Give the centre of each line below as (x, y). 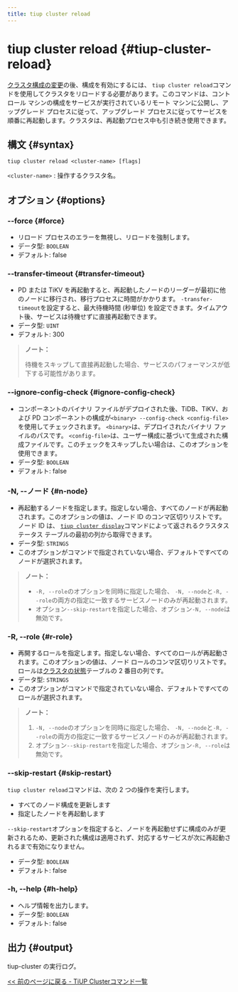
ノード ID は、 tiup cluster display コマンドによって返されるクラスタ (120, 525)
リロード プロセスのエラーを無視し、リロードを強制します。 (106, 237)
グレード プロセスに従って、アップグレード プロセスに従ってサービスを (124, 111)
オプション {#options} (56, 200)
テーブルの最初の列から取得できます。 (100, 534)
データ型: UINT (38, 326)
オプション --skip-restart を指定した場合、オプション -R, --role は (133, 746)
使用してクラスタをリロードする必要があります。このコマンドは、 (115, 94)
